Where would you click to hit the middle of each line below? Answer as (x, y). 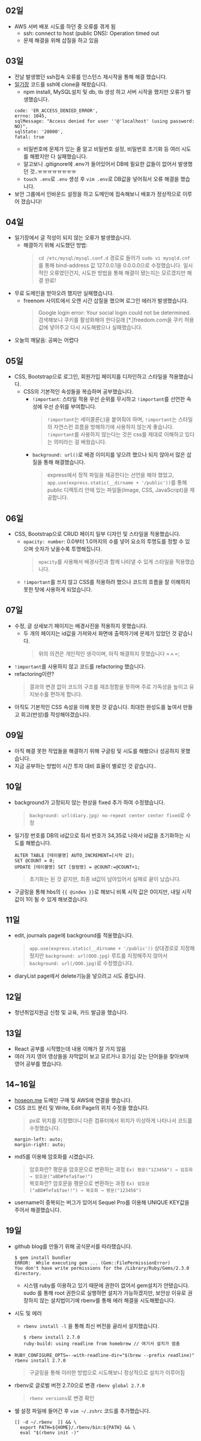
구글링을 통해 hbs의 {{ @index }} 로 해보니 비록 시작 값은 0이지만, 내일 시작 (103, 892)
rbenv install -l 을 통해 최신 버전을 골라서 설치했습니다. (91, 1326)
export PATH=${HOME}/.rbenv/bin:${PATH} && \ (78, 1427)
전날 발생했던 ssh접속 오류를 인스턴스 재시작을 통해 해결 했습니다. (91, 76)
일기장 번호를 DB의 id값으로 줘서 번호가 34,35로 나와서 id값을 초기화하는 (99, 835)
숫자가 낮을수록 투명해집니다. (68, 549)
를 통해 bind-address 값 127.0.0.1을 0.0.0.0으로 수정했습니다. (110, 266)
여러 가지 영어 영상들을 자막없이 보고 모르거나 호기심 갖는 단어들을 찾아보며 (102, 1056)
